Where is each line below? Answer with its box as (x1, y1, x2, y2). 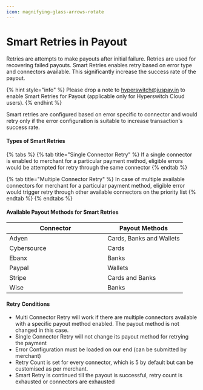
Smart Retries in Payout (6, 35, 127, 48)
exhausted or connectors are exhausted (15, 378, 115, 385)
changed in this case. (15, 326, 69, 334)
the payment (15, 340, 47, 347)
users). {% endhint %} (6, 99, 62, 106)
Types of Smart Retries (6, 137, 65, 145)
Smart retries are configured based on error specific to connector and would (6, 110, 198, 118)
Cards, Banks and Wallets (107, 234, 180, 242)
